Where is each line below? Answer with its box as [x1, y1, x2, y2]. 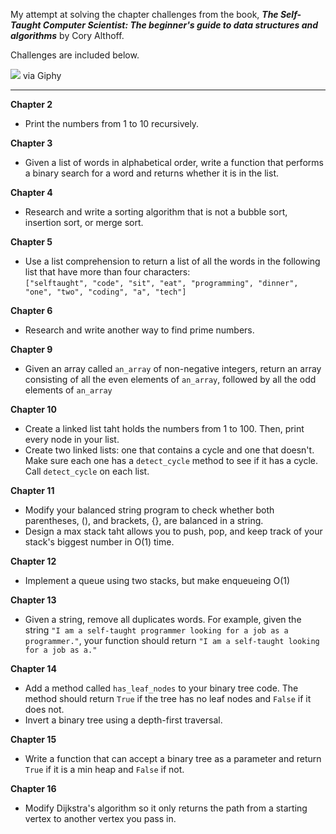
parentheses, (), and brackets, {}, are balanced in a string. [24, 515, 264, 526]
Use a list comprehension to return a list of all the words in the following [24, 255, 321, 267]
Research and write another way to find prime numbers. [24, 324, 255, 336]
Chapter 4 [10, 187, 53, 198]
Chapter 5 [10, 236, 53, 248]
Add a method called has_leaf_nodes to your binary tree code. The [24, 682, 299, 694]
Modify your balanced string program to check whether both [24, 504, 275, 516]
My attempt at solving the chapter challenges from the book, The [10, 9, 279, 20]
